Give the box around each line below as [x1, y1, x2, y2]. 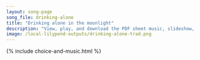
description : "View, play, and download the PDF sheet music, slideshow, [6, 25, 195, 32]
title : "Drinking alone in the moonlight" [6, 20, 114, 26]
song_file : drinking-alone [6, 14, 74, 20]
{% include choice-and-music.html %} [6, 47, 102, 55]
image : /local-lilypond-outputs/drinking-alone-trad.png [6, 31, 152, 37]
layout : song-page [6, 8, 52, 15]
